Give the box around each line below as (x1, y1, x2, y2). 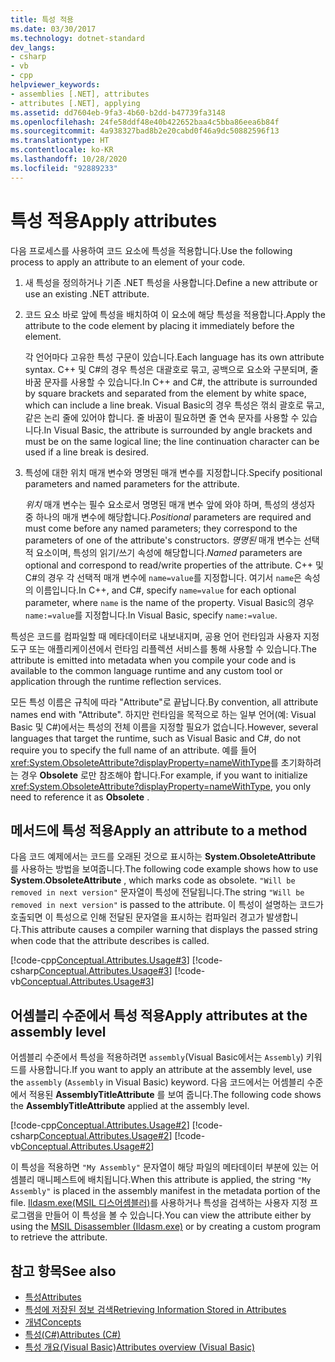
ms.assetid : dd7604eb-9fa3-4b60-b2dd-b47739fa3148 (10, 107, 226, 118)
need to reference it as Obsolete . (10, 791, 150, 803)
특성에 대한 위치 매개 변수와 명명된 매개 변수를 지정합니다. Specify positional (24, 466, 323, 478)
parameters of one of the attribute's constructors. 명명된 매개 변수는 (24, 534, 302, 546)
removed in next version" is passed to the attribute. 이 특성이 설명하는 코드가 (10, 899, 324, 911)
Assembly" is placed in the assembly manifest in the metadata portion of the (10, 1185, 321, 1197)
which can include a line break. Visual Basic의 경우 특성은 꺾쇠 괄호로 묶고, (24, 399, 325, 411)
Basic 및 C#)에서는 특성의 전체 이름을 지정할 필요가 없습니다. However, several (10, 721, 319, 733)
